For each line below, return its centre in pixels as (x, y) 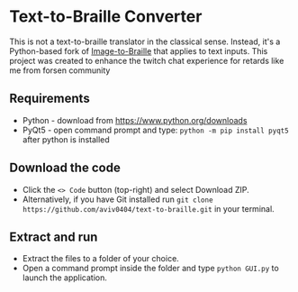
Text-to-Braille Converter (106, 17)
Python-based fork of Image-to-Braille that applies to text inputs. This (139, 50)
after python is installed (66, 139)
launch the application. (65, 278)
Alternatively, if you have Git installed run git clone (117, 199)
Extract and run (54, 237)
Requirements (50, 99)
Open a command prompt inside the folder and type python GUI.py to (150, 269)
